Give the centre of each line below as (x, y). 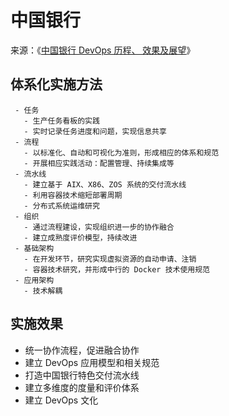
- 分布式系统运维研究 (61, 206)
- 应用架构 (34, 280)
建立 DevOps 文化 (61, 400)
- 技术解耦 (43, 291)
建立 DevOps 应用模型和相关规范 (92, 362)
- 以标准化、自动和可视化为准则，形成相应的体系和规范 (121, 152)
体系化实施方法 (56, 84)
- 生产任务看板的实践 (61, 121)
